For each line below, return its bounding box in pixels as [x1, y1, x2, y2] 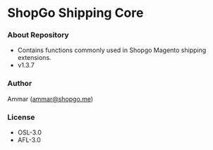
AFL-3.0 [17, 136, 41, 144]
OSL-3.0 [17, 128, 42, 137]
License [7, 112, 35, 122]
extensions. [17, 54, 51, 62]
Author [7, 79, 32, 89]
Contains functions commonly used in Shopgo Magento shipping [17, 46, 207, 54]
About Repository [7, 30, 69, 40]
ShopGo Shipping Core [7, 5, 144, 21]
